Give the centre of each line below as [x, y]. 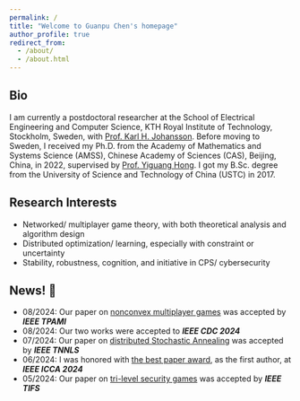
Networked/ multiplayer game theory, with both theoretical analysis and [154, 224]
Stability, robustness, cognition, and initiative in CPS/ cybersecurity [146, 262]
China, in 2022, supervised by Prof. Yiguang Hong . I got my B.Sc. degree [144, 165]
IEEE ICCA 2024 [52, 370]
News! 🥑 [33, 291]
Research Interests [63, 203]
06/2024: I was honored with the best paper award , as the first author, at [157, 360]
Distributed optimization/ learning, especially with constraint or [138, 243]
